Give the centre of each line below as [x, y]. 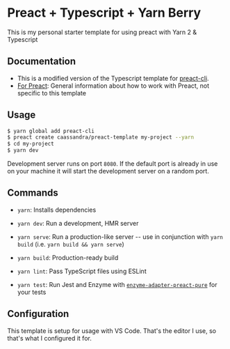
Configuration [38, 314]
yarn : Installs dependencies [57, 210]
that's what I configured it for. [49, 338]
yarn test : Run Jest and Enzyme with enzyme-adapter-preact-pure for [117, 284]
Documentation [42, 62]
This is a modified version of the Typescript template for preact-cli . [113, 78]
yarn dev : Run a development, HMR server [78, 223]
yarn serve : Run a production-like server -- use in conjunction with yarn [120, 236]
